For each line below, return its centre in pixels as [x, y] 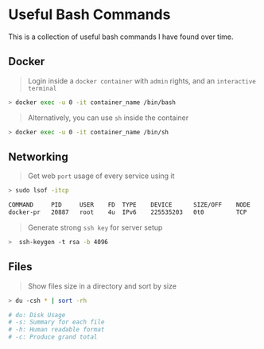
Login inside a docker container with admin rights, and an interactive [142, 80]
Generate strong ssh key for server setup [95, 227]
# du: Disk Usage [37, 315]
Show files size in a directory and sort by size [102, 286]
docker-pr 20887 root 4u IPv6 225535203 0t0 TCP [128, 212]
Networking [39, 157]
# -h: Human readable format [56, 330]
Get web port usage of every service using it [101, 176]
